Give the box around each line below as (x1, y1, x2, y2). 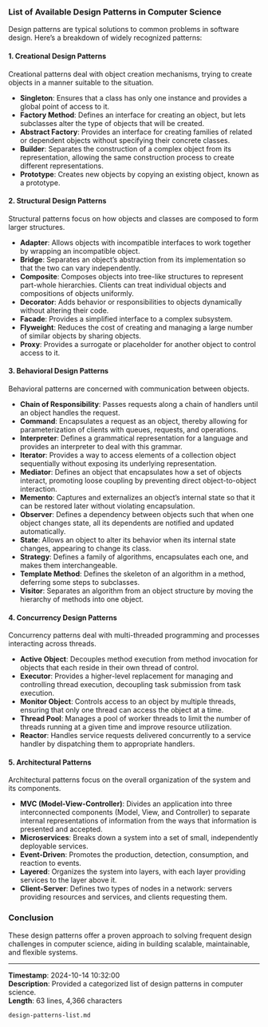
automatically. (19, 526, 66, 536)
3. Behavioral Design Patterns (8, 366, 109, 376)
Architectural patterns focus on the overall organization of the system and (8, 775, 251, 784)
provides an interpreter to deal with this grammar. (19, 441, 183, 451)
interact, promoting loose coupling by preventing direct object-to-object (19, 476, 257, 485)
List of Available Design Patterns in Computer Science (8, 6, 222, 18)
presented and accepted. (19, 824, 103, 834)
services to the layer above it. (19, 875, 117, 885)
